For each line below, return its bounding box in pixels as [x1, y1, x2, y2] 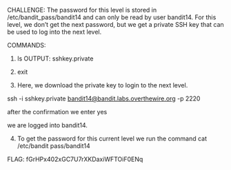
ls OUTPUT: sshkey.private [17, 54, 94, 63]
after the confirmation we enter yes [7, 108, 108, 116]
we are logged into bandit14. [7, 121, 88, 129]
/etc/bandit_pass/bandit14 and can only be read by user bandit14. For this [7, 13, 217, 21]
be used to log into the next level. [7, 28, 102, 36]
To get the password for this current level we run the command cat [17, 134, 208, 142]
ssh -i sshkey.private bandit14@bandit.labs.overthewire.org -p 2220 [7, 94, 201, 103]
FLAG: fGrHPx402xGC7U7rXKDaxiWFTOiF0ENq [7, 155, 143, 163]
